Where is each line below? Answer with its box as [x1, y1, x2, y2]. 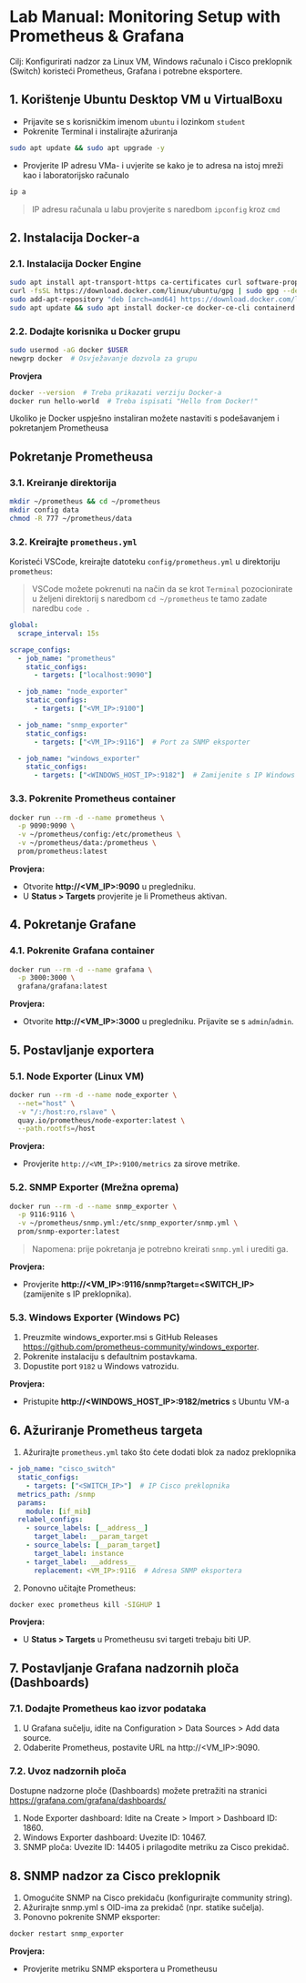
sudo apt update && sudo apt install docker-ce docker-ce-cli [9, 303, 250, 312]
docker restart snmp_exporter [9, 1929, 125, 1938]
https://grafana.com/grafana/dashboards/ [9, 1795, 167, 1806]
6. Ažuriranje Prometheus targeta [9, 1422, 203, 1438]
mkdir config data [9, 505, 79, 515]
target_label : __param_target [33, 1532, 148, 1541]
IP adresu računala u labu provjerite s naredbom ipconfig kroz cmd [31, 203, 280, 215]
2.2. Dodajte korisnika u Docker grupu [9, 325, 181, 338]
